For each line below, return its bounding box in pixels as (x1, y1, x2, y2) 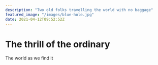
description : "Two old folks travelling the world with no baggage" (5, 7, 153, 13)
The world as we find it (5, 55, 53, 61)
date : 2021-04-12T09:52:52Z (5, 17, 65, 22)
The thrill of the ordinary (5, 38, 110, 50)
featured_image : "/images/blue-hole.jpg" (5, 12, 94, 17)
